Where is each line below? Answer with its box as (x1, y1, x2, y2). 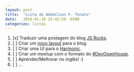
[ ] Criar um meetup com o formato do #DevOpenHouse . (12, 51, 129, 57)
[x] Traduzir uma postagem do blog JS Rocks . (12, 35, 108, 41)
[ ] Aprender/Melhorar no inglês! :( (12, 56, 84, 62)
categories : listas (5, 21, 46, 26)
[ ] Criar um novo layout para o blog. (12, 40, 88, 46)
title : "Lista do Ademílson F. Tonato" (5, 12, 91, 17)
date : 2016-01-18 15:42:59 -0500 (5, 16, 80, 21)
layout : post (5, 7, 33, 12)
